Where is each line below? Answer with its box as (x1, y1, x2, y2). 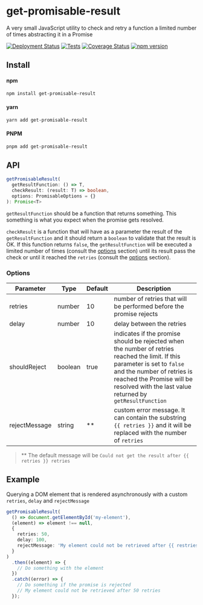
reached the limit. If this (114, 352, 181, 361)
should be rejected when (114, 337, 184, 346)
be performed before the (114, 302, 184, 311)
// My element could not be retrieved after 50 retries (17, 587, 161, 594)
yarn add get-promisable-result (6, 117, 88, 123)
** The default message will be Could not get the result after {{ (21, 452, 189, 459)
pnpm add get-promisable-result (6, 144, 88, 150)
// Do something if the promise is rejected (17, 582, 131, 588)
